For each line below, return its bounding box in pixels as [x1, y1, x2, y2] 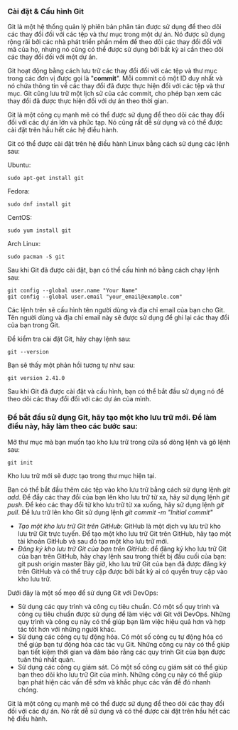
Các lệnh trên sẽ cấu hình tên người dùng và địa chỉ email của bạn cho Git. [7, 306, 225, 314]
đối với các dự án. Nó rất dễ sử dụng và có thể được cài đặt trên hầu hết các [7, 707, 231, 715]
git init [7, 459, 33, 466]
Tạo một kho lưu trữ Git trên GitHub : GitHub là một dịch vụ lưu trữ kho [17, 522, 222, 530]
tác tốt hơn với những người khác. [17, 625, 117, 633]
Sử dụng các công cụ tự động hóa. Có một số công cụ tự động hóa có [17, 633, 223, 641]
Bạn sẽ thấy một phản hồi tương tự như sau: [7, 361, 135, 369]
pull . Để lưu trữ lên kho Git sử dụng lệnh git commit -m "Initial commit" [7, 508, 213, 517]
